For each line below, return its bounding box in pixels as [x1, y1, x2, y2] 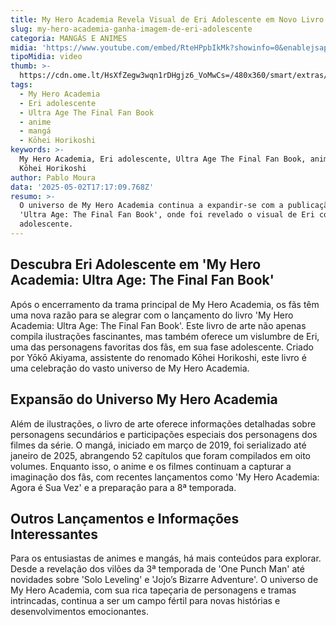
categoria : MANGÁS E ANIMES [10, 33, 128, 43]
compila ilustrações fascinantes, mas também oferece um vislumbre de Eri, [10, 330, 320, 342]
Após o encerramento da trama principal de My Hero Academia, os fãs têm [10, 298, 320, 310]
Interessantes [10, 526, 99, 543]
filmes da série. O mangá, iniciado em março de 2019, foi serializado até [10, 439, 307, 451]
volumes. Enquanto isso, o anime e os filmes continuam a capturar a [10, 460, 292, 472]
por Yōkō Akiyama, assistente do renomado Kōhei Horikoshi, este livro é [10, 351, 307, 363]
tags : [10, 80, 33, 90]
